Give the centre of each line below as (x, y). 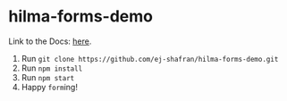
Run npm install (52, 68)
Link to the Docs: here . (50, 41)
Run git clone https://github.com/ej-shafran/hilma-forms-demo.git (150, 58)
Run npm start (48, 77)
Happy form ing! (49, 87)
